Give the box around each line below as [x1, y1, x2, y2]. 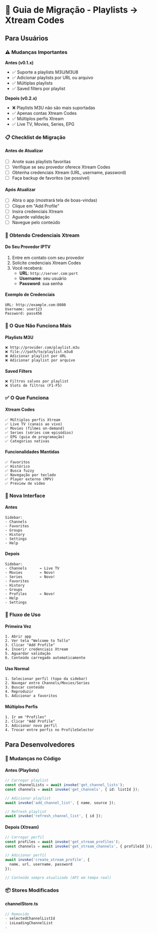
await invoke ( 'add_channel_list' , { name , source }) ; [5, 800, 116, 805]
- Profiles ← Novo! [5, 591, 55, 597]
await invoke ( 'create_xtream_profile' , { [5, 857, 90, 862]
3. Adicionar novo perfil [5, 723, 57, 728]
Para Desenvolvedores [5, 741, 75, 749]
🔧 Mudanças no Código [5, 755, 61, 762]
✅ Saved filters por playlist [12, 85, 65, 91]
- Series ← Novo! [5, 574, 55, 580]
